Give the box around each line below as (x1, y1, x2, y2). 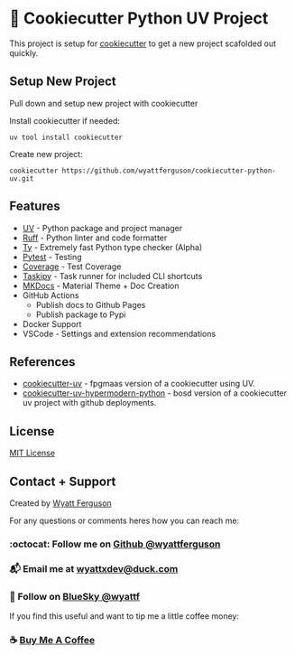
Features (9, 199, 60, 214)
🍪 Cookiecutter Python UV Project (9, 8, 269, 29)
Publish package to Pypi (35, 309, 126, 320)
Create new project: (9, 148, 83, 159)
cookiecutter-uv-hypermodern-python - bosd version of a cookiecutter (22, 388, 287, 398)
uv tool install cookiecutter (9, 133, 124, 142)
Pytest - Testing (22, 251, 83, 262)
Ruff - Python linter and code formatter (22, 232, 168, 243)
